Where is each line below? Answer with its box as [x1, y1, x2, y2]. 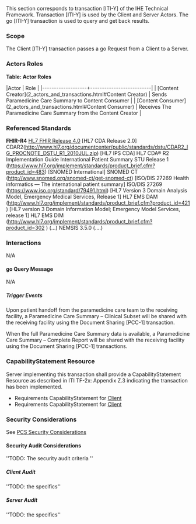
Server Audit [6, 497, 38, 504]
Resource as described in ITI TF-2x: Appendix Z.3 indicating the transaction [6, 377, 188, 384]
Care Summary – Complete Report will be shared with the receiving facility [6, 336, 185, 344]
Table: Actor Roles [6, 73, 51, 80]
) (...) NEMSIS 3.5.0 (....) [45, 224, 103, 231]
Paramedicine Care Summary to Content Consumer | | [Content [6, 96, 159, 104]
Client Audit [6, 468, 36, 475]
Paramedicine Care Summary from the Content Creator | [6, 109, 142, 116]
